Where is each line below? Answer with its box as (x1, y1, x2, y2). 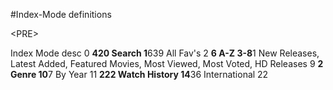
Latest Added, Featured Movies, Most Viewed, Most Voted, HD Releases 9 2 (10, 58, 324, 69)
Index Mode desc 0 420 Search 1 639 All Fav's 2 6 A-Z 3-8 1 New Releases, (10, 47, 320, 59)
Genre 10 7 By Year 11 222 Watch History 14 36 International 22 (10, 69, 269, 80)
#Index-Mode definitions (10, 9, 112, 20)
